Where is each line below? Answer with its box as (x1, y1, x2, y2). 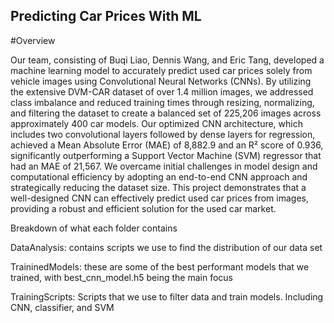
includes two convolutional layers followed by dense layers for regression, (10, 128, 316, 140)
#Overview (10, 34, 56, 46)
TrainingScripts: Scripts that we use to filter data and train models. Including (10, 290, 324, 303)
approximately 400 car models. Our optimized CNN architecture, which (10, 117, 303, 129)
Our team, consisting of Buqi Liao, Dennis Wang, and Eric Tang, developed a (10, 54, 325, 66)
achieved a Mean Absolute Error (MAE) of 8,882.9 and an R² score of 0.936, (10, 139, 324, 151)
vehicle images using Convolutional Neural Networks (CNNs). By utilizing (10, 75, 312, 87)
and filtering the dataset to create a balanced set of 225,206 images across (10, 107, 322, 119)
